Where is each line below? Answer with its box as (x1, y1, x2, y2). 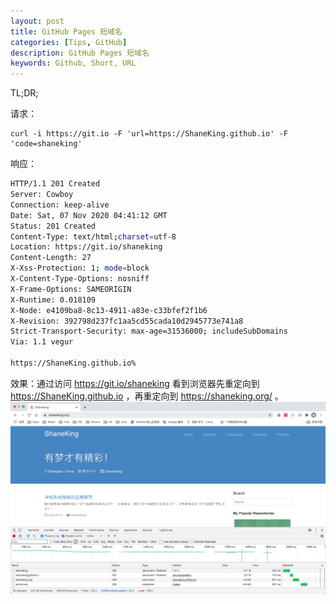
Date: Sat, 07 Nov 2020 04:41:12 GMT (10, 210, 168, 220)
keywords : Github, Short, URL (10, 58, 137, 69)
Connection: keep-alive (10, 200, 110, 210)
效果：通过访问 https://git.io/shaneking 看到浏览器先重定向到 (10, 377, 260, 389)
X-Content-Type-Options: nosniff (10, 274, 150, 284)
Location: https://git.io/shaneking (10, 242, 163, 252)
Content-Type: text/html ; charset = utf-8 (10, 231, 177, 242)
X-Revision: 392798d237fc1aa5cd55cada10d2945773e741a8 (10, 316, 244, 326)
